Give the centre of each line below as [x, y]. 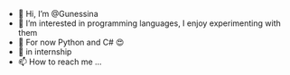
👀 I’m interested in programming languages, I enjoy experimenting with [150, 23]
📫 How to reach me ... [60, 62]
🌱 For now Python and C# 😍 [71, 42]
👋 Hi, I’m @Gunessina [58, 14]
